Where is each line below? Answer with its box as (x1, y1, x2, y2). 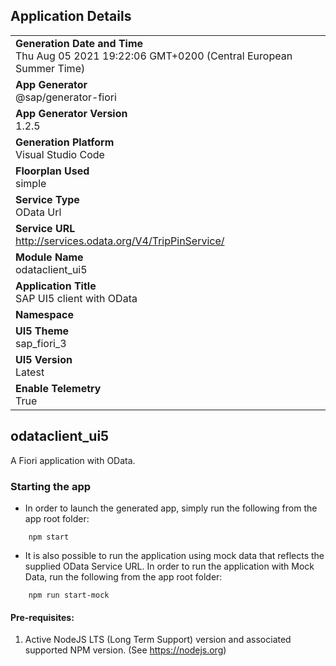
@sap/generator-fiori (15, 90, 117, 104)
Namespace (15, 307, 75, 321)
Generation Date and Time (15, 36, 144, 50)
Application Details (10, 8, 132, 25)
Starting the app (10, 479, 92, 493)
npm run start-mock (28, 590, 110, 600)
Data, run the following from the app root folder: (24, 570, 223, 583)
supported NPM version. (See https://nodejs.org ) (24, 644, 227, 656)
